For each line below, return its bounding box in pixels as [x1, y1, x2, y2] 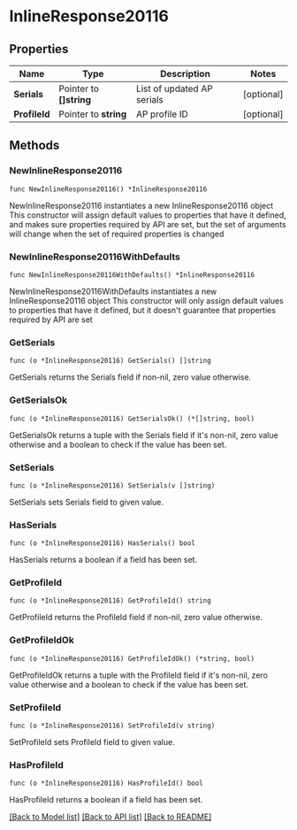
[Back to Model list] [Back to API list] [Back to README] [9, 811, 212, 822]
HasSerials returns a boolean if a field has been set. [9, 555, 197, 565]
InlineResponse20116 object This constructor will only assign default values [9, 295, 285, 306]
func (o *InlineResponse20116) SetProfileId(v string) [9, 721, 216, 731]
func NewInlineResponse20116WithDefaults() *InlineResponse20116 [9, 270, 255, 280]
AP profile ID [135, 108, 188, 120]
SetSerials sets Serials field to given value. [9, 496, 164, 507]
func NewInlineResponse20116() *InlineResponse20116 [9, 184, 208, 194]
